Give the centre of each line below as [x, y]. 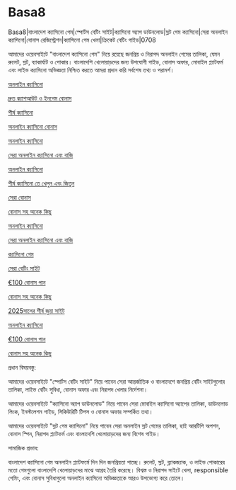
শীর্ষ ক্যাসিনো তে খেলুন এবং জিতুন [41, 183]
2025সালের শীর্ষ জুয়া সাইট [36, 310]
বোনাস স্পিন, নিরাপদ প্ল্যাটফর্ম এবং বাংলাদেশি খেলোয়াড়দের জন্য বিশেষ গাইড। [84, 433]
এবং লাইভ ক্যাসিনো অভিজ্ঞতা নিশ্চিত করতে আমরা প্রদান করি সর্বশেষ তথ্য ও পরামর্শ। [92, 70]
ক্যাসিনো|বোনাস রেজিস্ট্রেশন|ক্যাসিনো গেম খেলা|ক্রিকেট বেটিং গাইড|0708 [82, 40]
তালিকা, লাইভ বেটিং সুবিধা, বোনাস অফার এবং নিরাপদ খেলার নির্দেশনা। [78, 389]
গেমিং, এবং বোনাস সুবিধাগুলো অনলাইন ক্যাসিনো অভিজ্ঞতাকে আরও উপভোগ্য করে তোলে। [96, 478]
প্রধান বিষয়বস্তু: [22, 367]
